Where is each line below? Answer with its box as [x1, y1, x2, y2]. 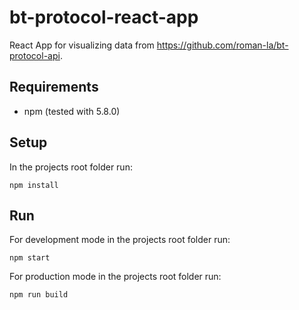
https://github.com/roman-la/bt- [156, 39, 289, 51]
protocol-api [9, 49, 61, 61]
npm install [9, 180, 59, 190]
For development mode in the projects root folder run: [9, 234, 231, 246]
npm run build [9, 290, 69, 300]
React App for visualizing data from [9, 39, 155, 51]
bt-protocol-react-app [9, 6, 199, 29]
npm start [9, 253, 51, 263]
